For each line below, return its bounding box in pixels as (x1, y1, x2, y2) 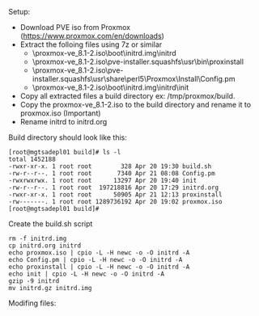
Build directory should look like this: (8, 133, 127, 142)
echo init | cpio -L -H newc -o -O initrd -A (8, 270, 164, 278)
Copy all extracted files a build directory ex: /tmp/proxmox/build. (19, 91, 236, 100)
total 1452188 (8, 155, 57, 163)
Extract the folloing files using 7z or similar (19, 40, 163, 49)
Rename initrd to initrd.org (19, 117, 108, 126)
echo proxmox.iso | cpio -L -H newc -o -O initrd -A (8, 249, 190, 257)
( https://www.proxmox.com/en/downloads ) (19, 32, 164, 40)
